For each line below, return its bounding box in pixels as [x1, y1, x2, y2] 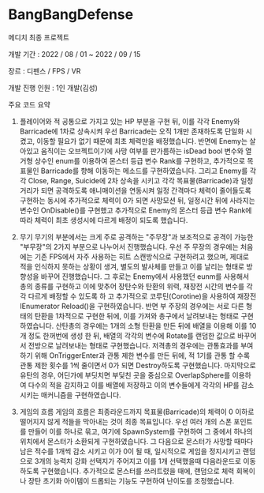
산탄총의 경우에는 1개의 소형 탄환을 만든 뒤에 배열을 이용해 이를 [55, 321, 248, 330]
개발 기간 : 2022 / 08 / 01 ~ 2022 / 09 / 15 [8, 49, 141, 58]
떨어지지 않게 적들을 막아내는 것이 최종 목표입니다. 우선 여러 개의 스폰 [19, 416, 232, 426]
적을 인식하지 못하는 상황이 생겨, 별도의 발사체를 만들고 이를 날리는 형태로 [19, 262, 245, 271]
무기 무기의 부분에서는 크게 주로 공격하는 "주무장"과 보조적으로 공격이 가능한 [19, 231, 254, 242]
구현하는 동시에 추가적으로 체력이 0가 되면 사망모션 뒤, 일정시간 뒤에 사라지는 [19, 195, 256, 205]
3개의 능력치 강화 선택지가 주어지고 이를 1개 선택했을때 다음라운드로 [34, 456, 242, 465]
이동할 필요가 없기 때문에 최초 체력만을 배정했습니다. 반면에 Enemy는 [36, 136, 248, 145]
